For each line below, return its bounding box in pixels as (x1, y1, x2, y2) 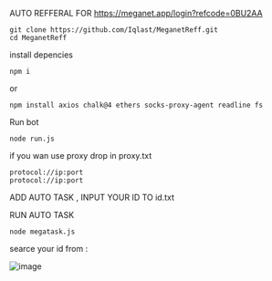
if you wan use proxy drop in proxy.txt (9, 151, 152, 161)
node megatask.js (9, 227, 76, 236)
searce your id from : (9, 244, 89, 254)
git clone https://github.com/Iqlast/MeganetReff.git (9, 26, 219, 35)
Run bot (9, 117, 39, 127)
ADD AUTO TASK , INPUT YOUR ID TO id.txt (9, 192, 175, 203)
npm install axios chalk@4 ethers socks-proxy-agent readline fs (9, 100, 263, 109)
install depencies (9, 49, 73, 60)
